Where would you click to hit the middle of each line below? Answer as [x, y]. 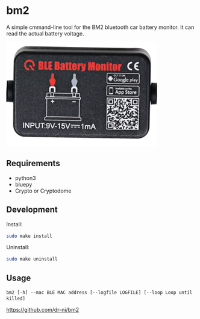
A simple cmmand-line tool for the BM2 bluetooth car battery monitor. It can [100, 27]
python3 [25, 178]
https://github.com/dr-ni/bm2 [43, 310]
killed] [16, 299]
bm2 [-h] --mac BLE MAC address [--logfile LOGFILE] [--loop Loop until [99, 293]
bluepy [23, 184]
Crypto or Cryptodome [43, 191]
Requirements [33, 163]
